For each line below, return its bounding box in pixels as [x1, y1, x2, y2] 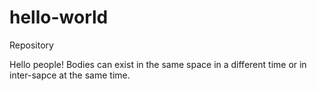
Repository [9, 39, 54, 51]
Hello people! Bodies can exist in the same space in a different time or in [9, 58, 307, 70]
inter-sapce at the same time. [9, 69, 131, 81]
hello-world [9, 6, 109, 29]
